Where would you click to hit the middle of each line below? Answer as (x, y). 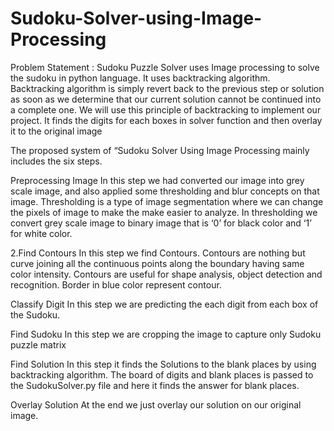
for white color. (41, 233)
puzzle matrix (38, 344)
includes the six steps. (56, 161)
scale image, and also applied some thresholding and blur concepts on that (165, 191)
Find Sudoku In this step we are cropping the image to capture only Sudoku (166, 334)
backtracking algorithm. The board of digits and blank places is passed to (162, 374)
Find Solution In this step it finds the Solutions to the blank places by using (163, 364)
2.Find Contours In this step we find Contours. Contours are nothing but (158, 253)
